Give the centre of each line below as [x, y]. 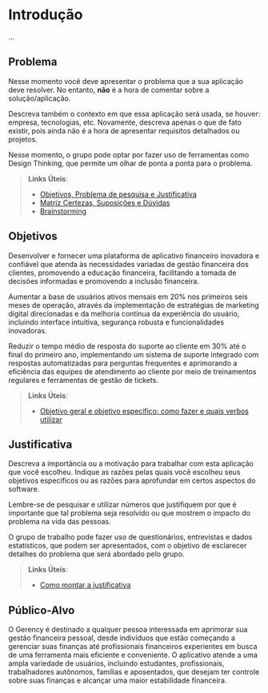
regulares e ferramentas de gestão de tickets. [83, 380]
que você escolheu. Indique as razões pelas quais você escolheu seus [124, 472]
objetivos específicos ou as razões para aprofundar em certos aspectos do [132, 480]
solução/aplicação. [40, 98]
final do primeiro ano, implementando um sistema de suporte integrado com [134, 354]
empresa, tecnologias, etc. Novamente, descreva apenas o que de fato [125, 122]
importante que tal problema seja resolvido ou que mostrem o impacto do [129, 513]
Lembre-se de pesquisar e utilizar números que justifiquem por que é [123, 504]
